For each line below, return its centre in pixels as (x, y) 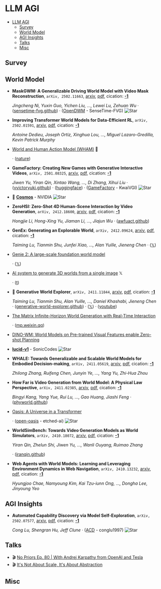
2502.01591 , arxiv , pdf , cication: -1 (46, 125)
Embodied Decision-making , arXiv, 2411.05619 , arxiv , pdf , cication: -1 (83, 364)
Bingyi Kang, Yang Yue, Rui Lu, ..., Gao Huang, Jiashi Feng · (72, 397)
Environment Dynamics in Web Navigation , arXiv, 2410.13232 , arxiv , (81, 469)
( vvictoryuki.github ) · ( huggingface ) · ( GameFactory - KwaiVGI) (74, 188)
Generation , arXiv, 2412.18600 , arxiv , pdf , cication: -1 (66, 212)
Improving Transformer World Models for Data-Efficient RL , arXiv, (80, 120)
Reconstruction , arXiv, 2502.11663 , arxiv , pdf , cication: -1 (70, 96)
